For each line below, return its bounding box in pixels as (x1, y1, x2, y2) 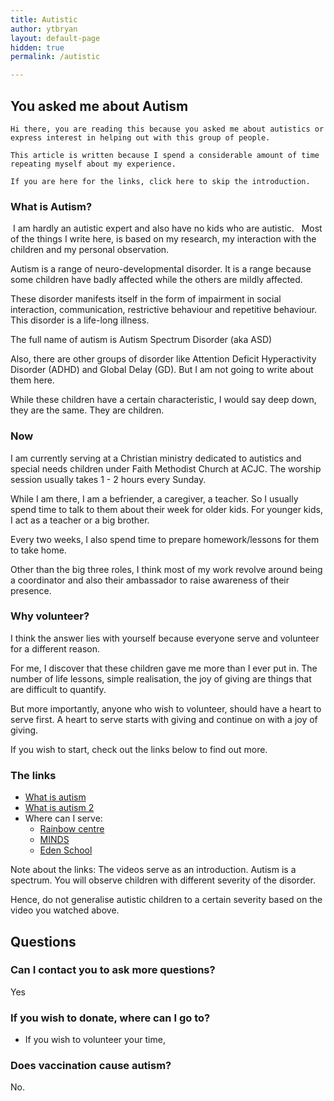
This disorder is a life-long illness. (10, 314, 150, 326)
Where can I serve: (24, 812, 103, 825)
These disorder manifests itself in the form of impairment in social (10, 293, 282, 305)
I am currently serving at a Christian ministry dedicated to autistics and (10, 452, 302, 464)
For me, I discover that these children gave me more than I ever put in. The (10, 662, 318, 674)
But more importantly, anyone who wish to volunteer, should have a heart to (10, 702, 322, 715)
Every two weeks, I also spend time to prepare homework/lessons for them (10, 533, 320, 545)
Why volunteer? (10, 609, 90, 623)
